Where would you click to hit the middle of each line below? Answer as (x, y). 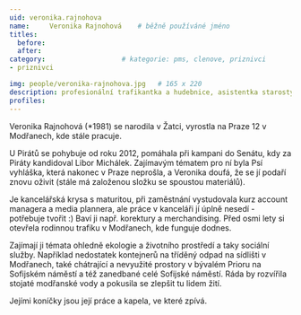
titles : (24, 34)
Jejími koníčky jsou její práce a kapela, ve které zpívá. (108, 301)
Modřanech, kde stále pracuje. (66, 136)
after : (30, 51)
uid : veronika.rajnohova (56, 17)
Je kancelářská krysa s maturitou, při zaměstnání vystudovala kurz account (149, 199)
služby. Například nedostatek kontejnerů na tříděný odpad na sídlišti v (138, 254)
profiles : (28, 101)
